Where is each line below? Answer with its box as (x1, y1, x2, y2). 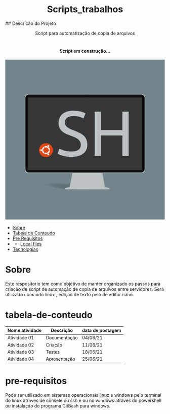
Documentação (46, 335, 78, 341)
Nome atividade (7, 327, 42, 333)
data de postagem (81, 327, 121, 333)
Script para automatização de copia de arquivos (35, 30, 135, 36)
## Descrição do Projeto (5, 20, 57, 26)
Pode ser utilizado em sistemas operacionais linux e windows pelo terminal (5, 392, 162, 398)
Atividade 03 (7, 349, 34, 355)
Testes (46, 349, 60, 355)
